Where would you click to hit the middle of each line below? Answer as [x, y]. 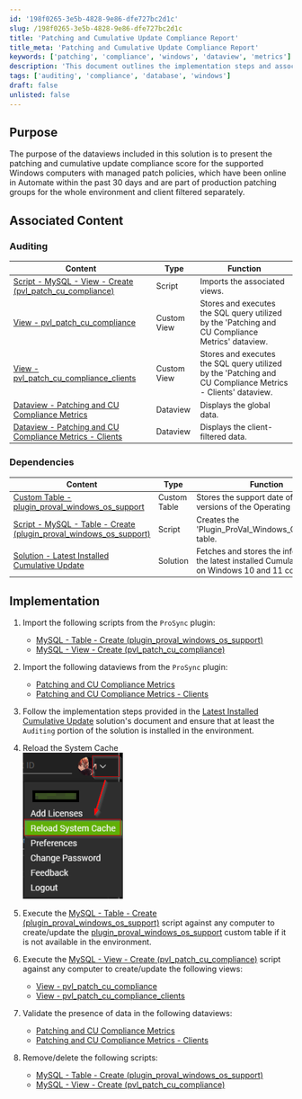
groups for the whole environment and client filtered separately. [127, 192]
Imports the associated [242, 281]
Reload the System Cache [70, 748]
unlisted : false [40, 94]
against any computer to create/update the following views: [132, 969]
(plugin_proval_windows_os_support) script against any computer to [149, 923]
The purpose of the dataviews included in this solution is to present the [141, 154]
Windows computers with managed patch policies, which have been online [148, 173]
